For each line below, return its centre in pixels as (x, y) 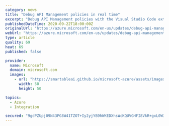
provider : (16, 60)
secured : (14, 116)
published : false (23, 51)
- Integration (24, 107)
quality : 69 (18, 42)
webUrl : (13, 33)
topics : (13, 97)
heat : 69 (14, 47)
